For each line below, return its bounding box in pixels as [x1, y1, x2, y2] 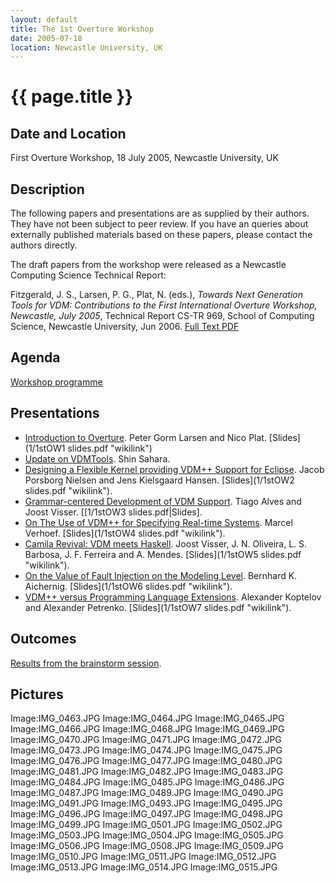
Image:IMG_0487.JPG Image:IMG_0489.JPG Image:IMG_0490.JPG [10, 787, 284, 799]
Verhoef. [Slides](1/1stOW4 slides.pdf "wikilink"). [24, 527, 226, 539]
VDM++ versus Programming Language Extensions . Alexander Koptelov [24, 591, 322, 603]
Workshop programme [10, 376, 103, 388]
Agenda [10, 349, 61, 366]
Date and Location [10, 125, 127, 142]
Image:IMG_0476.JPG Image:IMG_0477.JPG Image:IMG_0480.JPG [10, 755, 283, 767]
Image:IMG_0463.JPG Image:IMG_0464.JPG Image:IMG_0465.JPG [10, 712, 285, 725]
